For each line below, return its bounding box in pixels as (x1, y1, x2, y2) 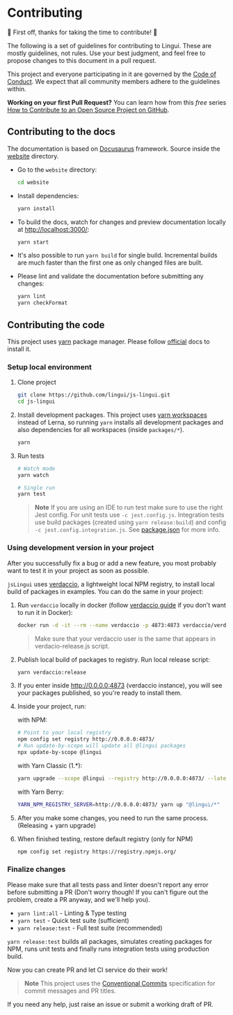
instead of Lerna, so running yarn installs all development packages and (17, 417, 224, 427)
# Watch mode (17, 465, 56, 472)
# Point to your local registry (17, 729, 111, 736)
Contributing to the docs (7, 126, 116, 138)
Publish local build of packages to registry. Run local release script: (17, 655, 210, 664)
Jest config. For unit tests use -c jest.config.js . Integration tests (34, 511, 225, 519)
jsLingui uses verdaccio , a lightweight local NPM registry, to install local (7, 579, 216, 588)
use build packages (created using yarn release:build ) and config (34, 518, 227, 526)
